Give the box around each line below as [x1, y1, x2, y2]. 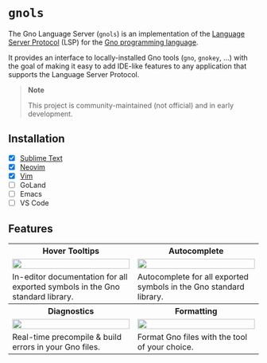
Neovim [19, 162, 46, 172]
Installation [8, 132, 65, 146]
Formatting [174, 305, 218, 316]
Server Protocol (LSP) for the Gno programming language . [8, 37, 199, 47]
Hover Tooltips [42, 245, 99, 256]
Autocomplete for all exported [137, 271, 249, 282]
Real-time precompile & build [12, 331, 122, 342]
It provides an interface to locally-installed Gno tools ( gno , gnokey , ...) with [8, 53, 248, 62]
